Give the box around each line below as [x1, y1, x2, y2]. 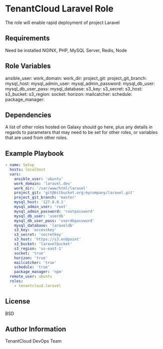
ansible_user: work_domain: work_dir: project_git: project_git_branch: [5, 75, 147, 81]
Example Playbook [5, 149, 64, 157]
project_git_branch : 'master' [14, 195, 77, 200]
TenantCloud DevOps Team [5, 338, 62, 344]
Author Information [5, 325, 66, 333]
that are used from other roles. [5, 134, 68, 140]
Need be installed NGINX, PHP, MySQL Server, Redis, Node [5, 47, 127, 53]
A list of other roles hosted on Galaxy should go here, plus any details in [5, 124, 153, 130]
